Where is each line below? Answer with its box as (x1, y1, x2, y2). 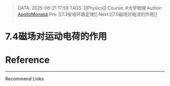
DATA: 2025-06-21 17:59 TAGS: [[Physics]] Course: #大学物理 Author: (17, 5, 163, 11)
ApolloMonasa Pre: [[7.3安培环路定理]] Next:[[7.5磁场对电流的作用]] (17, 11, 158, 17)
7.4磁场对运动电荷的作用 (5, 31, 107, 42)
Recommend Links (5, 76, 44, 82)
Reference (5, 54, 50, 66)
